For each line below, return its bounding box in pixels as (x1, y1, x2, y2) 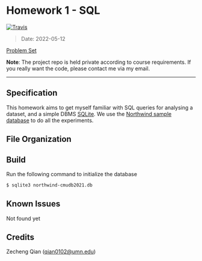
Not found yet (6, 215, 41, 222)
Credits (6, 232, 35, 242)
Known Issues (6, 199, 61, 209)
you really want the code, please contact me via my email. (6, 64, 150, 72)
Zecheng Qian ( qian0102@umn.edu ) (6, 248, 96, 256)
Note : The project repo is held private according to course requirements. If (6, 58, 191, 66)
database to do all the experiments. (6, 117, 94, 124)
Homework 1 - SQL (6, 4, 100, 17)
